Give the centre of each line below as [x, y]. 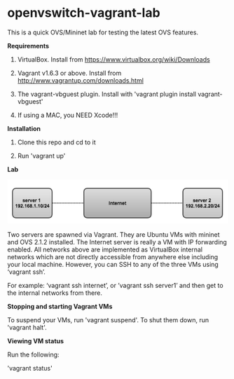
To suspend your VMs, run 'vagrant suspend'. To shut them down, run [108, 320]
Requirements [28, 46]
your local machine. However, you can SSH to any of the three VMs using [113, 265]
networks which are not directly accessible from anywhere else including [113, 257]
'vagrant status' [30, 368]
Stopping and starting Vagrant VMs [60, 307]
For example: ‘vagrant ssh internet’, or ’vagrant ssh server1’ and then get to [115, 286]
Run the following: [33, 354]
